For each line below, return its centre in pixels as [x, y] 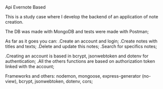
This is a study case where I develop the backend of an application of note [82, 17]
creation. [14, 22]
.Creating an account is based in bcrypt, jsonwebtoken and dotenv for [77, 56]
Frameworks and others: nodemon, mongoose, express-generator [73, 76]
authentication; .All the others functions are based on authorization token [80, 61]
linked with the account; [30, 67]
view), [11, 81]
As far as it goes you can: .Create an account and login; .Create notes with [81, 41]
